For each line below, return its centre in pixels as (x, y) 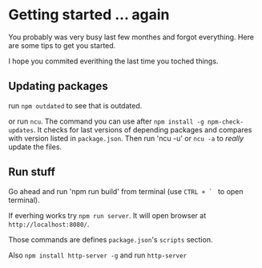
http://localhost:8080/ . (49, 224)
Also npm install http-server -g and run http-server (98, 255)
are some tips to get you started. (62, 45)
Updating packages (58, 86)
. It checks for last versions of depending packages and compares (143, 129)
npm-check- (226, 122)
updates (21, 130)
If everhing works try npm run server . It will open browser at (107, 215)
